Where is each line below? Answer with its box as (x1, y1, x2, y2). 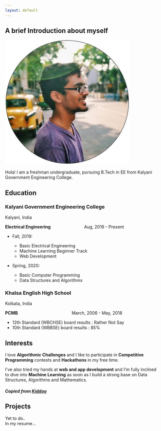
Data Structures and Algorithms (19, 278, 83, 283)
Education (5, 189, 37, 197)
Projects (5, 402, 31, 410)
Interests (5, 339, 33, 347)
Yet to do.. (5, 415, 26, 421)
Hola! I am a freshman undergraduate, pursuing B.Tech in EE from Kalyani (5, 169, 152, 175)
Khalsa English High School (5, 290, 72, 297)
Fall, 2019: (12, 234, 33, 239)
